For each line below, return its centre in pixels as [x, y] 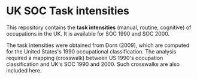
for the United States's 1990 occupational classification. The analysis [91, 51]
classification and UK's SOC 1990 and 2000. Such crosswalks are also [93, 64]
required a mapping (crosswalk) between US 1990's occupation [85, 58]
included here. [24, 70]
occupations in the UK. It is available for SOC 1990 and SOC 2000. [88, 33]
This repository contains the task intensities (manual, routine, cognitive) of [99, 27]
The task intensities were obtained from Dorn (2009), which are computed [98, 45]
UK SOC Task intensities [68, 11]
